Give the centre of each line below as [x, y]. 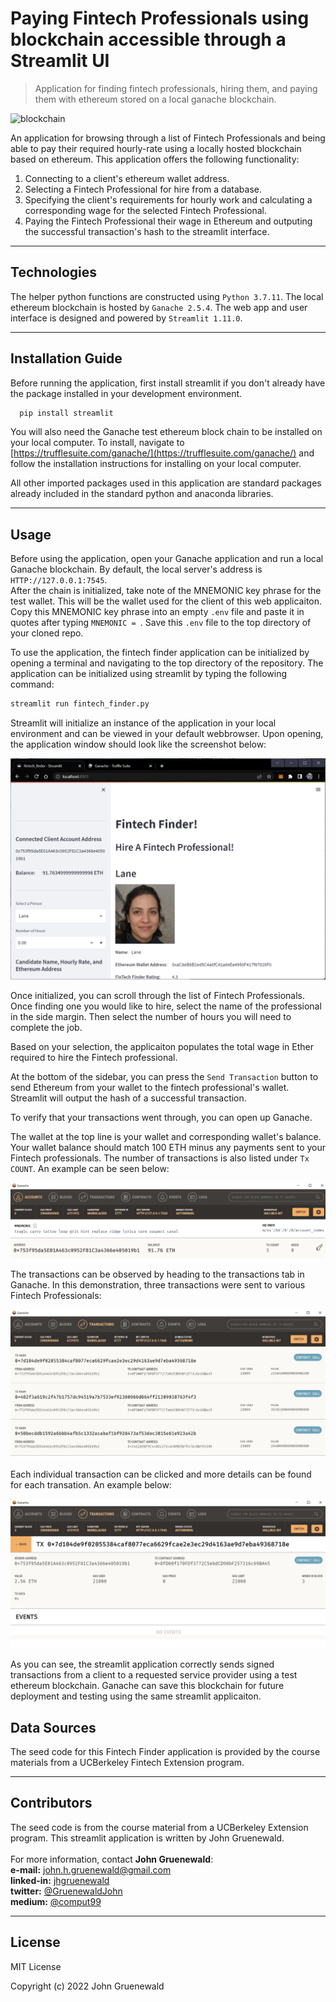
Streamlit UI [60, 61]
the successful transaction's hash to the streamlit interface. [147, 231]
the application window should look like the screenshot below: [138, 744]
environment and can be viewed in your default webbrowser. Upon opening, [167, 734]
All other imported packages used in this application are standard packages [166, 483]
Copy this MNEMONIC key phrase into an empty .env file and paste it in [157, 612]
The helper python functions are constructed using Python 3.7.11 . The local [167, 296]
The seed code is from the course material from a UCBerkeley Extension [159, 1827]
